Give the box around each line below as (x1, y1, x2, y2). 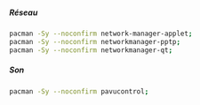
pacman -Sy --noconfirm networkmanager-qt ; (9, 45, 173, 55)
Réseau (9, 7, 38, 18)
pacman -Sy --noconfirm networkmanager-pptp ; (9, 37, 180, 46)
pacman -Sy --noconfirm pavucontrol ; (9, 86, 149, 96)
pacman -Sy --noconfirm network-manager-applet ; (9, 29, 193, 38)
